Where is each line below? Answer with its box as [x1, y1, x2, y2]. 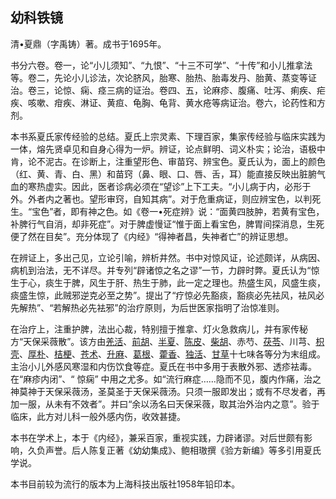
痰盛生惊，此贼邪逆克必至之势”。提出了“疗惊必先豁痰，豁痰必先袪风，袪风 [10, 289, 317, 301]
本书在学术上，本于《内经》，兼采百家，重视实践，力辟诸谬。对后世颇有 [10, 431, 304, 443]
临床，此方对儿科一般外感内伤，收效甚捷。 [10, 410, 186, 422]
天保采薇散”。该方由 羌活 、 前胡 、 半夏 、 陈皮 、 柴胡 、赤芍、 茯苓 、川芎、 [23, 335, 317, 347]
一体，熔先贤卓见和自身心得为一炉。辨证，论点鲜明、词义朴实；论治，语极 [10, 143, 317, 155]
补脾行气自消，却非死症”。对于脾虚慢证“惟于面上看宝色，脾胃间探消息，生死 [10, 218, 325, 230]
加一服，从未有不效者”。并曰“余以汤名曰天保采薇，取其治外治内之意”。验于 [10, 398, 320, 410]
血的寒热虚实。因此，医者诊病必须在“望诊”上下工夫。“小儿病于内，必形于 [10, 180, 312, 192]
